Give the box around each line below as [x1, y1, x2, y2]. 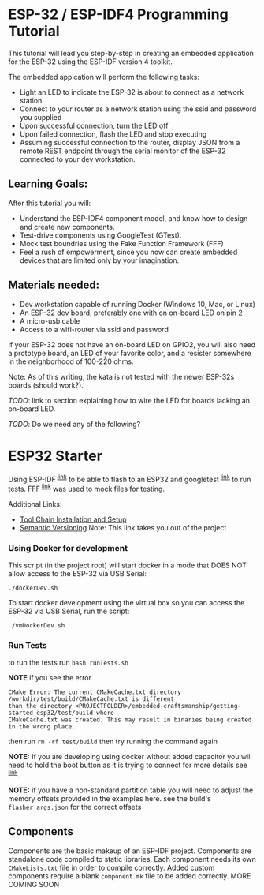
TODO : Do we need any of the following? [8, 419, 141, 429]
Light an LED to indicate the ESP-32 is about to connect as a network [19, 87, 244, 96]
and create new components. [19, 222, 115, 231]
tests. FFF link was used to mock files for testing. [8, 483, 165, 493]
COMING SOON [8, 879, 60, 889]
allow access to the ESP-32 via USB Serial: [8, 569, 147, 579]
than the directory [8, 702, 73, 710]
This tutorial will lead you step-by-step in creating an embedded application [8, 48, 255, 58]
